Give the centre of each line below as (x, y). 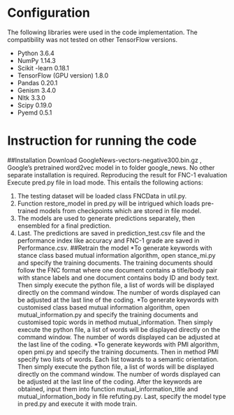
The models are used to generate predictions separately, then (106, 218)
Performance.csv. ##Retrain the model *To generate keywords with (115, 248)
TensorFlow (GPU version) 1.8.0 (63, 75)
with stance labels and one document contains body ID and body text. (118, 277)
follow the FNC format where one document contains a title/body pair (117, 270)
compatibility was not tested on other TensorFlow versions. (93, 39)
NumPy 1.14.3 (36, 60)
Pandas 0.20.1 (37, 82)
